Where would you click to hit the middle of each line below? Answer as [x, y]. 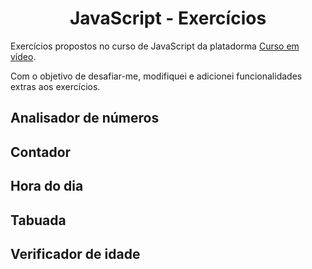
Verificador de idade [75, 253]
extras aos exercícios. [55, 86]
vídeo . [23, 56]
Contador [41, 152]
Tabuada [38, 220]
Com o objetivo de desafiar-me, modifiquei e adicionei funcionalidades [156, 76]
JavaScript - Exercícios [168, 18]
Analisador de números [85, 118]
